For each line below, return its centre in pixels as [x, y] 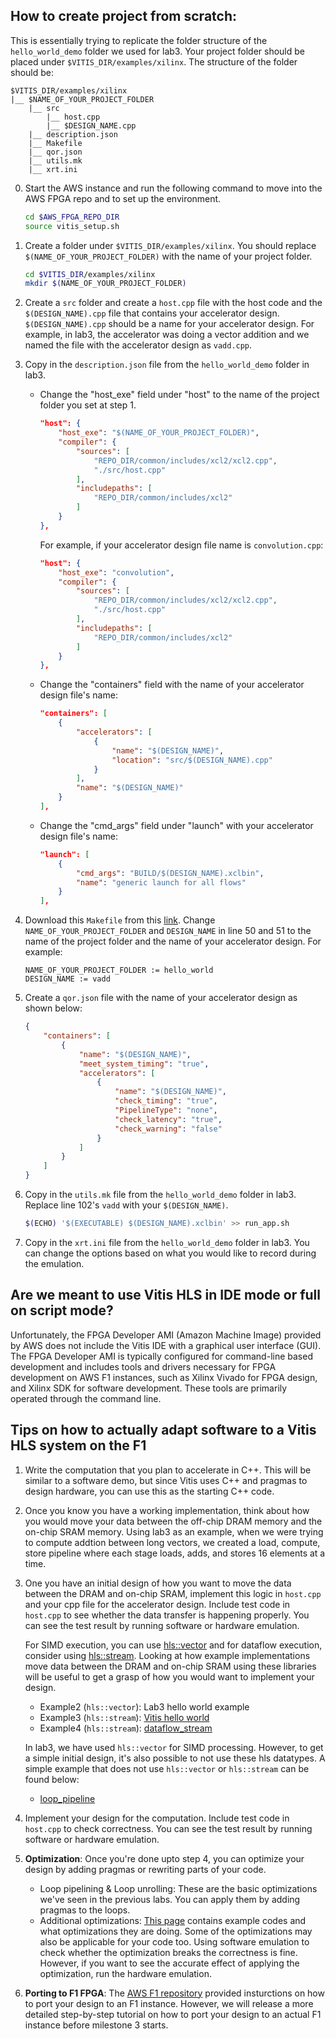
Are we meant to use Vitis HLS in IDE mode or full [165, 1295]
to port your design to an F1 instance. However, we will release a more [169, 2003]
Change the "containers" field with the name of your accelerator [172, 685]
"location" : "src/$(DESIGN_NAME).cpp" [192, 760]
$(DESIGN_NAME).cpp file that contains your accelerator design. [152, 313]
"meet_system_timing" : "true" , [144, 1064]
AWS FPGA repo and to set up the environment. [123, 198]
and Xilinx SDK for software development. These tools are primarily [149, 1388]
